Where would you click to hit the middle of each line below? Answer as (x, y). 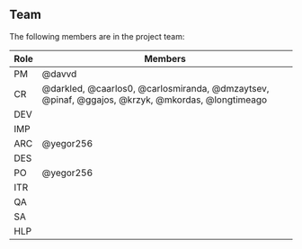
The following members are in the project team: (97, 36)
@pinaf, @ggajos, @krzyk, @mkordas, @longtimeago (155, 100)
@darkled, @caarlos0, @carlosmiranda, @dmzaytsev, (155, 88)
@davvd (59, 74)
